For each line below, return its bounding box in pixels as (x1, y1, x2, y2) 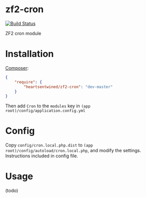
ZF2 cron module (5, 30, 42, 36)
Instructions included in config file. (5, 153, 78, 159)
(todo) (5, 187, 18, 194)
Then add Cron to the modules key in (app (5, 103, 91, 109)
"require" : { (14, 79, 42, 84)
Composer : (5, 65, 29, 71)
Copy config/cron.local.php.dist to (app (5, 142, 93, 148)
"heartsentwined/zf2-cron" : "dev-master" (23, 84, 113, 90)
